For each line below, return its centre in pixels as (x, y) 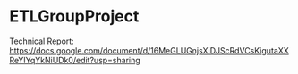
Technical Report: (42, 41)
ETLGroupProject (74, 16)
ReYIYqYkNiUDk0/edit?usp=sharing (75, 60)
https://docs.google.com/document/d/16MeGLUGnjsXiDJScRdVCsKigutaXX (149, 50)
